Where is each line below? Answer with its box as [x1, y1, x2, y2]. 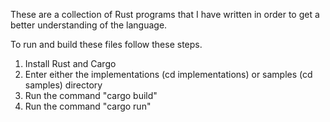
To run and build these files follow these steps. [10, 39, 203, 50]
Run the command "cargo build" [24, 90, 158, 101]
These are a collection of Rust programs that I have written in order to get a [10, 9, 320, 20]
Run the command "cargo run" [24, 100, 152, 112]
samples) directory [24, 79, 103, 91]
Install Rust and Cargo [24, 58, 117, 69]
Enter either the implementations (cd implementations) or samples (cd [24, 69, 313, 80]
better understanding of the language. [10, 19, 168, 31]
